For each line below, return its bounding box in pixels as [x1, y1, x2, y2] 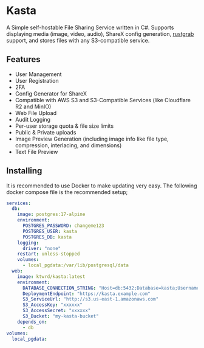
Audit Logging [15, 116, 50, 123]
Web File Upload [15, 109, 57, 116]
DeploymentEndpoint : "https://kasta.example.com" [22, 290, 151, 297]
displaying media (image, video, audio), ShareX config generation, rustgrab [6, 30, 194, 37]
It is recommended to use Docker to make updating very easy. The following [6, 182, 197, 189]
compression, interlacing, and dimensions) [15, 141, 122, 149]
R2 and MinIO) [15, 103, 52, 110]
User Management [15, 71, 62, 78]
